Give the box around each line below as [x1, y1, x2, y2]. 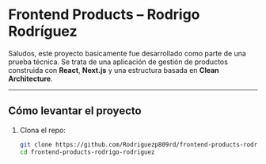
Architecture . [8, 74, 53, 83]
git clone [19, 140, 53, 148]
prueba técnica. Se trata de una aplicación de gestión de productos [8, 57, 228, 67]
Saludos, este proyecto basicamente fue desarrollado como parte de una [8, 48, 247, 58]
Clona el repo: [19, 125, 66, 135]
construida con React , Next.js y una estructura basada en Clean [8, 65, 219, 74]
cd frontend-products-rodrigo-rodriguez [19, 148, 155, 156]
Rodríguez [8, 22, 78, 40]
